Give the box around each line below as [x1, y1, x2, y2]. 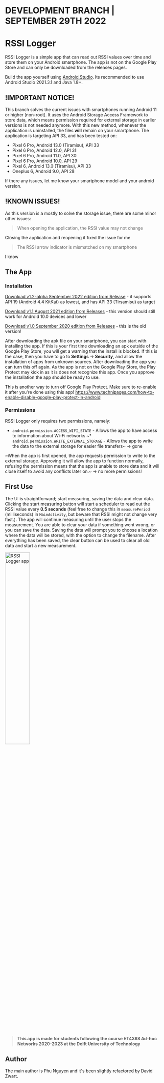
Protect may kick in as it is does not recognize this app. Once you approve [5, 369, 155, 375]
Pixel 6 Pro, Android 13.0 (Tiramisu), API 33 [12, 142, 99, 148]
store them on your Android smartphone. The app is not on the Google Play [5, 59, 157, 65]
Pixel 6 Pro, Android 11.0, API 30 [12, 152, 77, 158]
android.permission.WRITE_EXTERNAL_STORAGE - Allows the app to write [12, 438, 153, 444]
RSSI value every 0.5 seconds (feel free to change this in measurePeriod [5, 506, 150, 512]
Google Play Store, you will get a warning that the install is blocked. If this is [5, 348, 158, 354]
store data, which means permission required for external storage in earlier [5, 117, 156, 123]
